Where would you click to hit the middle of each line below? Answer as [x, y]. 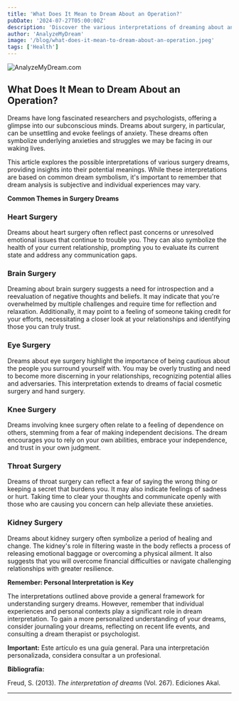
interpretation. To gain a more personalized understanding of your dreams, [117, 618]
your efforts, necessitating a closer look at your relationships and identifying [119, 319]
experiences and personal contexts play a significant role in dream [105, 611]
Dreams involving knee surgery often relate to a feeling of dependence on [116, 425]
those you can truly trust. [44, 327]
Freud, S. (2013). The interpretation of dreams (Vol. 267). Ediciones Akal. [114, 682]
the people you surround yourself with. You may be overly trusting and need [119, 368]
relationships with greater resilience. [60, 568]
